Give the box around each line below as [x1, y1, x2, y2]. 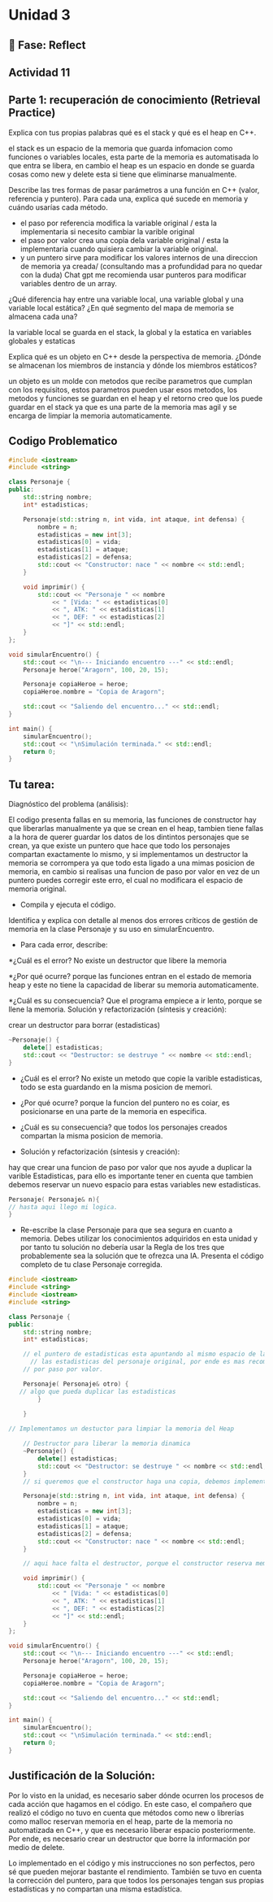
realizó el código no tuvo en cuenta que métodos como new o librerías [8, 1808, 245, 1817]
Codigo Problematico [8, 434, 118, 448]
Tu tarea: [8, 777, 55, 791]
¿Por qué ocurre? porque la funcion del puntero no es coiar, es [19, 1098, 230, 1108]
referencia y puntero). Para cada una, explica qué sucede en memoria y [8, 194, 249, 203]
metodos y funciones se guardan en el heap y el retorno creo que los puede [8, 393, 263, 403]
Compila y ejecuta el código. [19, 900, 116, 910]
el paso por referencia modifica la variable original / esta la [19, 218, 218, 228]
